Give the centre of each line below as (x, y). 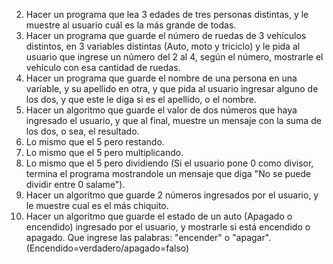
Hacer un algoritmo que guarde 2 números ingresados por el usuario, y (172, 195)
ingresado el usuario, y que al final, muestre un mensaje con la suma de (173, 120)
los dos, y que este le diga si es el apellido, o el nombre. (141, 99)
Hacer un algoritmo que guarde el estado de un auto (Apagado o (159, 216)
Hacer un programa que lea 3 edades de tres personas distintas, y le (167, 14)
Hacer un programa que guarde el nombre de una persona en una (161, 78)
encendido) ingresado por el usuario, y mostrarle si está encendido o (168, 227)
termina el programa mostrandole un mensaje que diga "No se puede (168, 173)
